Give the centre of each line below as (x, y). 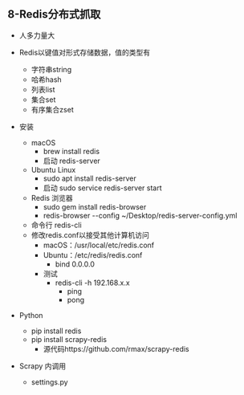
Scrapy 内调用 (43, 366)
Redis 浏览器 (52, 197)
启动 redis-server (72, 161)
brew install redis (71, 151)
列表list (43, 89)
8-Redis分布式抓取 (54, 14)
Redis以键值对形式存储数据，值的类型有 (85, 52)
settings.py (50, 382)
